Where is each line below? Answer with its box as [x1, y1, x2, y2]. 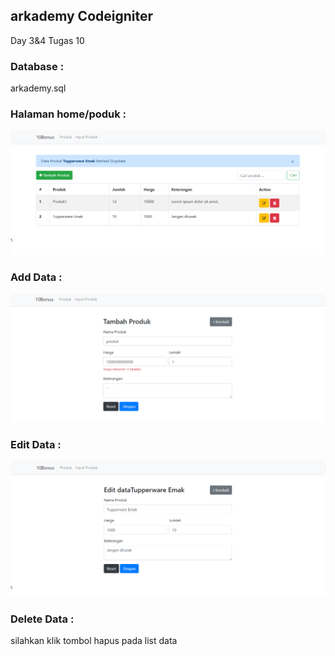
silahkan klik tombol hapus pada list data [10, 635, 178, 647]
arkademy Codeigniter [10, 8, 154, 25]
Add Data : [10, 270, 63, 284]
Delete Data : [10, 612, 75, 626]
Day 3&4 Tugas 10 [10, 34, 85, 46]
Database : [10, 59, 65, 73]
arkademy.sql [10, 82, 67, 94]
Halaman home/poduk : [10, 107, 127, 121]
